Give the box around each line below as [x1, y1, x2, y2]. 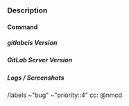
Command [7, 23, 38, 31]
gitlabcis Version [7, 39, 58, 47]
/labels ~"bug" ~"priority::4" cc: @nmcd [7, 91, 123, 99]
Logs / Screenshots [7, 73, 64, 82]
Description [7, 6, 48, 15]
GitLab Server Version [7, 56, 73, 64]
